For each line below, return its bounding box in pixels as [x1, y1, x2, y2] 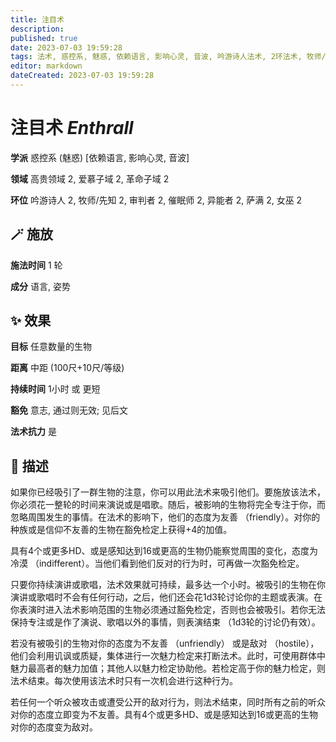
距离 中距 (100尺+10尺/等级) [10, 362, 125, 374]
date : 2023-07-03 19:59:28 [10, 42, 123, 53]
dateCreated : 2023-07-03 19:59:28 [10, 71, 155, 81]
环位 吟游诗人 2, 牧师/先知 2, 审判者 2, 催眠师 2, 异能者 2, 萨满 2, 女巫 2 [10, 194, 303, 206]
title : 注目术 [10, 14, 65, 25]
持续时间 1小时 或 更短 [10, 383, 101, 395]
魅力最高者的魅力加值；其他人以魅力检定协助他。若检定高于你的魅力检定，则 [10, 662, 326, 675]
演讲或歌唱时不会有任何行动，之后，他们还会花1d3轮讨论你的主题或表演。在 [10, 591, 323, 603]
